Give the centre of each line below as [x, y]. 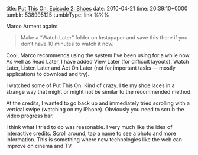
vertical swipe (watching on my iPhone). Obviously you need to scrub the [95, 109]
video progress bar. [30, 116]
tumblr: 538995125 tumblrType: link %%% [58, 15]
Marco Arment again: [32, 26]
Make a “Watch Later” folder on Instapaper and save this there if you [104, 37]
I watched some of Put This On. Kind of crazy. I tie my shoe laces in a [91, 85]
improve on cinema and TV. [39, 146]
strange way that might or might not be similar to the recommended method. [99, 92]
